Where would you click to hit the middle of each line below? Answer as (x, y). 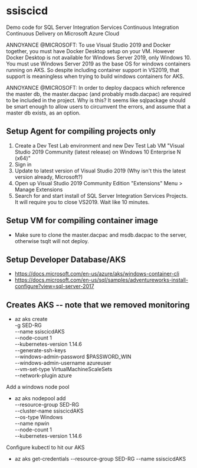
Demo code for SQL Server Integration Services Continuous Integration (93, 27)
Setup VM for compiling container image (82, 220)
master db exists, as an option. (43, 113)
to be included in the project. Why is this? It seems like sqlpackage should (96, 100)
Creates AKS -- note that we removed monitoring (98, 305)
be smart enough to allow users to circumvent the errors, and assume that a (98, 106)
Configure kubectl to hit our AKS (45, 447)
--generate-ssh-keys (40, 351)
